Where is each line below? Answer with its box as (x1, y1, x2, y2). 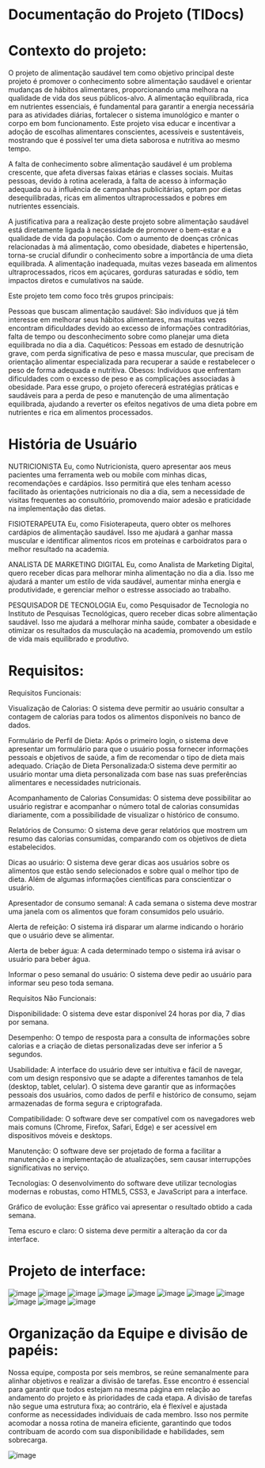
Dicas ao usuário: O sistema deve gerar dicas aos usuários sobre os (8, 858, 230, 867)
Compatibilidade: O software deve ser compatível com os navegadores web (8, 1114, 256, 1123)
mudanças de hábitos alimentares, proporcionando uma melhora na (8, 85, 229, 94)
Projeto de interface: (8, 1263, 146, 1280)
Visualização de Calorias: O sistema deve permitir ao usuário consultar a (8, 703, 245, 713)
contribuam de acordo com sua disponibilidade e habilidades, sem (8, 1426, 225, 1436)
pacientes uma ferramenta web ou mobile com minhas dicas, (8, 470, 207, 480)
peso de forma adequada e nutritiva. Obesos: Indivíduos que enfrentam (8, 366, 241, 375)
